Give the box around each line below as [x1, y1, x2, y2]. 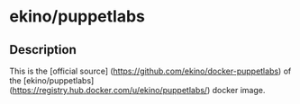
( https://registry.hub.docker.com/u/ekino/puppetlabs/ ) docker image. [9, 85, 266, 95]
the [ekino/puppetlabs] [9, 75, 95, 86]
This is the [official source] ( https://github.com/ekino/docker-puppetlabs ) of [9, 65, 292, 76]
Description [9, 42, 77, 57]
